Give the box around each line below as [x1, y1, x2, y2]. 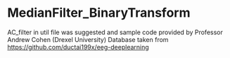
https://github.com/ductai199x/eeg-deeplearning [7, 43, 149, 51]
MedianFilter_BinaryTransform [7, 5, 191, 21]
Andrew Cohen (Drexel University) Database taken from [7, 35, 169, 43]
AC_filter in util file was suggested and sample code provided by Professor [7, 28, 223, 36]
